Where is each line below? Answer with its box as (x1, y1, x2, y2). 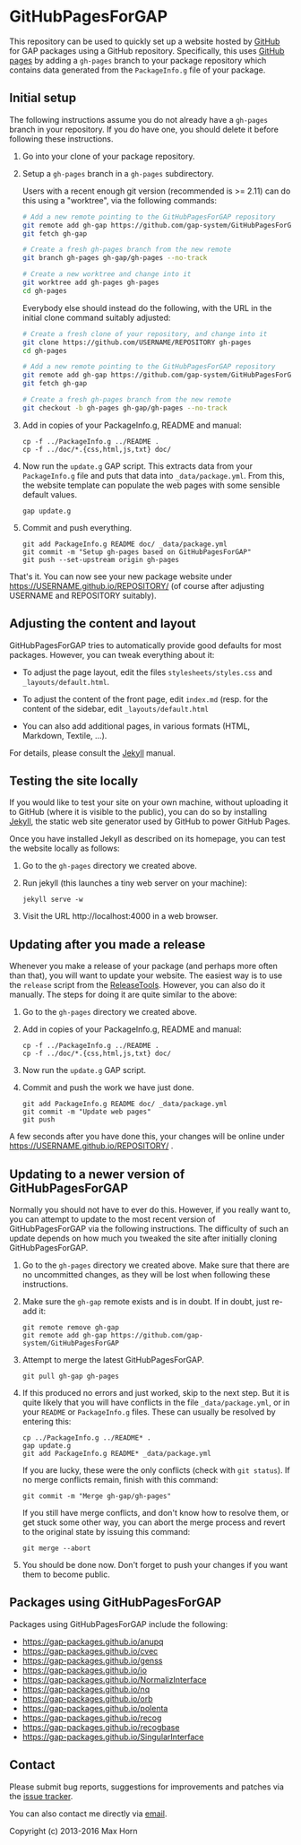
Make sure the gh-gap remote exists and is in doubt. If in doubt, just (21, 1296, 271, 1306)
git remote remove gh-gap (21, 1323, 119, 1332)
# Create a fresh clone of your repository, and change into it (21, 329, 268, 338)
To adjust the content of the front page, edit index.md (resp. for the (21, 693, 269, 705)
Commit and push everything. (21, 522, 133, 533)
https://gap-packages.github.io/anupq (21, 1636, 164, 1647)
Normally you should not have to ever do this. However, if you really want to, (9, 1204, 291, 1215)
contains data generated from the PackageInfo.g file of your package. (9, 65, 266, 75)
